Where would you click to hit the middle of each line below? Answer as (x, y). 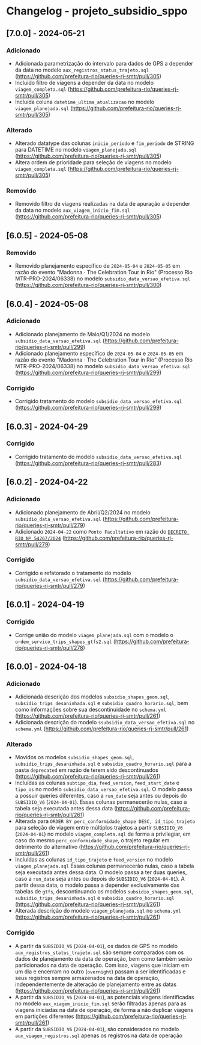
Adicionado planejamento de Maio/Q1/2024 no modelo (82, 334)
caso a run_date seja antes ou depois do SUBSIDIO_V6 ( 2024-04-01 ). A (100, 879)
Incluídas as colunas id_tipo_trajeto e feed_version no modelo (94, 860)
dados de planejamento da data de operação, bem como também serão (103, 958)
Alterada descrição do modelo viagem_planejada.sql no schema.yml (98, 911)
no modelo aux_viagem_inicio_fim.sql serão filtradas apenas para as (101, 1003)
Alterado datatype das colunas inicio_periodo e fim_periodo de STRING (104, 143)
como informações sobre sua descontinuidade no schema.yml (91, 710)
